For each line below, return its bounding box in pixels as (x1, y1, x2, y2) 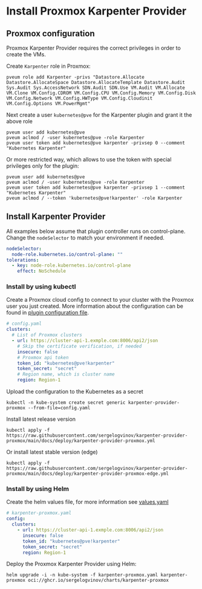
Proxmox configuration (6, 28, 95, 39)
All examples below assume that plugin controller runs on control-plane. (6, 227, 186, 235)
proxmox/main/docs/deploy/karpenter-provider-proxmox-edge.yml (6, 470, 169, 477)
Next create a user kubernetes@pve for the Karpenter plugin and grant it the (6, 111, 192, 119)
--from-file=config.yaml (28, 405, 91, 411)
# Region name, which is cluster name (17, 371, 115, 377)
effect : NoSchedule (17, 268, 67, 275)
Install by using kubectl (6, 282, 76, 291)
